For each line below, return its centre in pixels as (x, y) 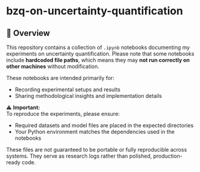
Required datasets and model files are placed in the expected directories (104, 125)
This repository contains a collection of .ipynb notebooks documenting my (98, 47)
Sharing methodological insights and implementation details (88, 96)
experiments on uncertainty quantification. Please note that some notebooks (100, 54)
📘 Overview (28, 33)
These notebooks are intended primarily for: (60, 78)
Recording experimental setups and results (67, 90)
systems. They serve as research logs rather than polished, (79, 156)
